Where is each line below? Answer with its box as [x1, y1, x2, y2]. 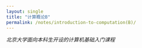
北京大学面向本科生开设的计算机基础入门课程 [6, 36, 115, 43]
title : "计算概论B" [6, 14, 51, 20]
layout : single [6, 8, 44, 15]
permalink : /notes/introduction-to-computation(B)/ [6, 19, 136, 25]
